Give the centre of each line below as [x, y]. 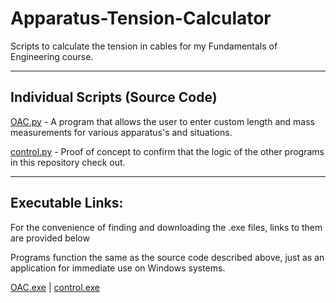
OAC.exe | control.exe [55, 287]
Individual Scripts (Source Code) [114, 97]
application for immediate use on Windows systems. [118, 268]
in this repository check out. [68, 162]
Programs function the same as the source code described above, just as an [167, 257]
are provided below [50, 238]
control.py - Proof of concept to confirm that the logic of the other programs [167, 151]
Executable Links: [67, 203]
